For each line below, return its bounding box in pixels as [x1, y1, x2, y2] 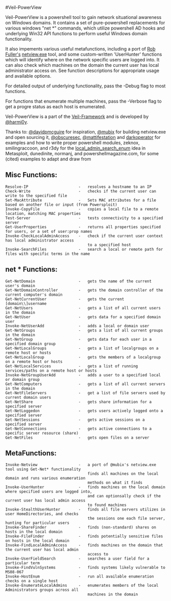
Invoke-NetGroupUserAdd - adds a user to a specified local [5, 372, 161, 377]
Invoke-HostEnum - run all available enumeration [5, 574, 154, 579]
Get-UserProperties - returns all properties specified [5, 224, 161, 229]
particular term [5, 561, 40, 566]
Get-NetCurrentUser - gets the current [5, 296, 125, 302]
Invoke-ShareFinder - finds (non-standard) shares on [5, 525, 157, 530]
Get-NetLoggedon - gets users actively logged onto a [5, 408, 163, 413]
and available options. [5, 73, 52, 79]
